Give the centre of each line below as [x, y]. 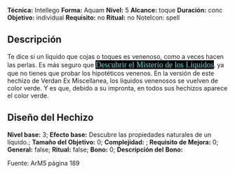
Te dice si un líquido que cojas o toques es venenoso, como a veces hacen [116, 56]
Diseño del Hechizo [51, 118]
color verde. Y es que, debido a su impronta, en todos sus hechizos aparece [117, 88]
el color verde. [28, 95]
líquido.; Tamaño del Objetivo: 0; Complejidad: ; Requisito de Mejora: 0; [113, 142]
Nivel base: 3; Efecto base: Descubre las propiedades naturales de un [109, 134]
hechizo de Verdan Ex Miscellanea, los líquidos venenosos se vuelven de [113, 81]
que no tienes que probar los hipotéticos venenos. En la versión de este [111, 73]
